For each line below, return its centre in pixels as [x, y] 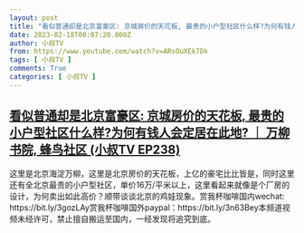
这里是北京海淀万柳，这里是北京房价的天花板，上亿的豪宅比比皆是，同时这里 [152, 173]
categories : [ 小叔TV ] [53, 77]
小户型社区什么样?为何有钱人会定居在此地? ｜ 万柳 [150, 133]
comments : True [38, 69]
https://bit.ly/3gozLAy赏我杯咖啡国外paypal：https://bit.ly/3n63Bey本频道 [146, 207]
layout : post [34, 18]
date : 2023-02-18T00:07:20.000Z [70, 34]
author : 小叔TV [37, 43]
